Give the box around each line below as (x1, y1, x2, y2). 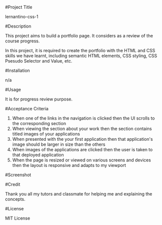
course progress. (5, 38, 40, 44)
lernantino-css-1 (5, 14, 38, 19)
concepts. (5, 196, 26, 202)
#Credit (5, 182, 21, 187)
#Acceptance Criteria (5, 106, 49, 111)
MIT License (5, 215, 31, 221)
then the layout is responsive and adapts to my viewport (12, 162, 127, 168)
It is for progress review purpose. (5, 96, 73, 102)
